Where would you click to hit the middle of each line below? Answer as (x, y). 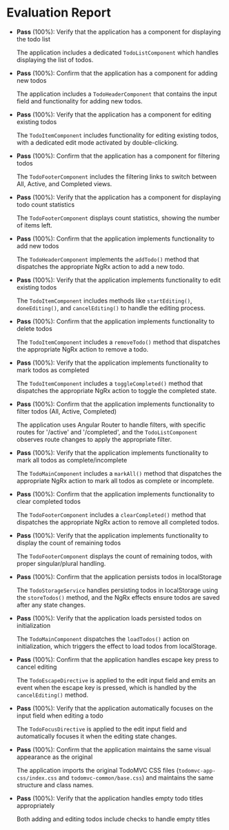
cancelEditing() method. (52, 695)
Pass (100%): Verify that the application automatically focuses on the (114, 708)
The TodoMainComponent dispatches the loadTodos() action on (103, 638)
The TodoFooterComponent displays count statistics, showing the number (118, 218)
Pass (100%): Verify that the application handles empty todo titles (110, 798)
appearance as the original (54, 757)
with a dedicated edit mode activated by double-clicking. (97, 142)
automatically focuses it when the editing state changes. (97, 736)
